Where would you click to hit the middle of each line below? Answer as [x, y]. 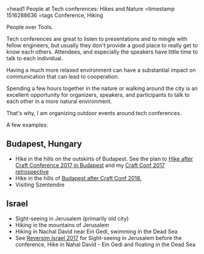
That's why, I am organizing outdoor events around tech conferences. [94, 113]
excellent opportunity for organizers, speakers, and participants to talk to [98, 95]
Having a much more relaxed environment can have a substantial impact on [101, 70]
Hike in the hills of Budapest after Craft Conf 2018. [78, 178]
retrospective [32, 171]
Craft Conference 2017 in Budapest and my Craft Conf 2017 [90, 165]
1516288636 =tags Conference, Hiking [55, 15]
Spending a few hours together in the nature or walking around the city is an [102, 88]
